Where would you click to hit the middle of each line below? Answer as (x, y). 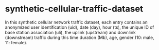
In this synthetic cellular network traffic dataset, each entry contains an (76, 22)
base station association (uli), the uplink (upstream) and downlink (71, 32)
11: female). (16, 42)
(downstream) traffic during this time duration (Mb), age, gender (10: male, (79, 37)
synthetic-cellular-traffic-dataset (74, 9)
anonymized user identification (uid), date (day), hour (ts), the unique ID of (79, 27)
